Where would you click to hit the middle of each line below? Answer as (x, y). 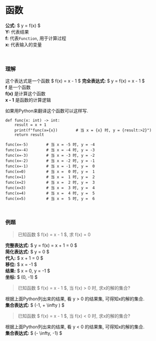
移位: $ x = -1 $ (21, 264)
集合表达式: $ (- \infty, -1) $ (34, 333)
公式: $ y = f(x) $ (23, 25)
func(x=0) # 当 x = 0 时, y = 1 (50, 172)
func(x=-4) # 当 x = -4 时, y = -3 (50, 150)
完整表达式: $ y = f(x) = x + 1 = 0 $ (41, 245)
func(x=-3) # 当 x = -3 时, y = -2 (50, 156)
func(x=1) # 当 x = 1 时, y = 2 (50, 177)
